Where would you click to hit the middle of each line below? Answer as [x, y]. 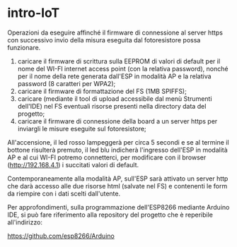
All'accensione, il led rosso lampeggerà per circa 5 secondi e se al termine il [118, 142]
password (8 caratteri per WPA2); [67, 83]
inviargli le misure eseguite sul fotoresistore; [82, 128]
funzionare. [24, 47]
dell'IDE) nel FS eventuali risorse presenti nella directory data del [112, 106]
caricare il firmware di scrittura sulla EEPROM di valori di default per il [119, 61]
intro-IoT [34, 13]
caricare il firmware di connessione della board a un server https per [117, 121]
